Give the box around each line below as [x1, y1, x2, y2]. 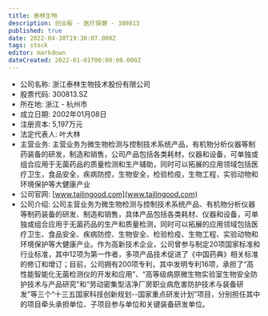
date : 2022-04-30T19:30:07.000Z [8, 34, 116, 42]
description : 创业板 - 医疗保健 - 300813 [8, 19, 140, 27]
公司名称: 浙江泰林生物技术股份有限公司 [19, 79, 150, 89]
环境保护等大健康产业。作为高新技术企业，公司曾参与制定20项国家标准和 [19, 239, 261, 249]
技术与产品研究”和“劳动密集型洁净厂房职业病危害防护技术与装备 [26, 279, 238, 289]
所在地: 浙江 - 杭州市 [19, 99, 88, 109]
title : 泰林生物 [8, 11, 58, 20]
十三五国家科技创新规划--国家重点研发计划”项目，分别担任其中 [54, 289, 261, 298]
